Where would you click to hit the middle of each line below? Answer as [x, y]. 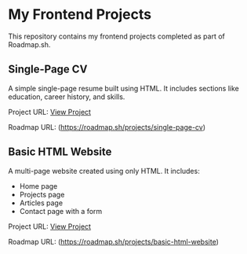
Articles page [41, 203]
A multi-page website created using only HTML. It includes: [104, 171]
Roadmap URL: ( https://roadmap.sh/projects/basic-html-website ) [114, 241]
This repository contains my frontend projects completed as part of [116, 36]
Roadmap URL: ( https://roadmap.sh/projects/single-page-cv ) [107, 127]
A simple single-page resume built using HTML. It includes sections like [123, 88]
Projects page [42, 194]
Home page [38, 186]
